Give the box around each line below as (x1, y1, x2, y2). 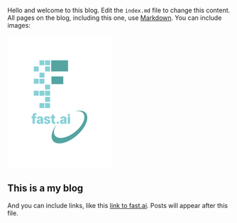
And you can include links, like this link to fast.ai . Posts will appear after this (7, 201, 228, 210)
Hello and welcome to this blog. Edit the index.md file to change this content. (7, 6, 231, 14)
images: (7, 21, 31, 29)
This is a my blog (7, 183, 84, 195)
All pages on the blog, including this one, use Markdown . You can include (7, 13, 222, 22)
